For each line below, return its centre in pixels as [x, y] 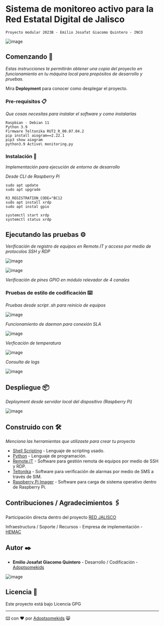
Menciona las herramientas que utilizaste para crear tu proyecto [70, 441]
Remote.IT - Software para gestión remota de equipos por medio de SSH [85, 461]
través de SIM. [27, 477]
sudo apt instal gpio [27, 207]
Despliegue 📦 [27, 387]
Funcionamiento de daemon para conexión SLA [53, 324]
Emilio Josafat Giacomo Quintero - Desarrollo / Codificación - [75, 562]
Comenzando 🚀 [29, 57]
